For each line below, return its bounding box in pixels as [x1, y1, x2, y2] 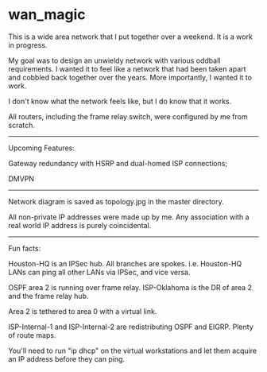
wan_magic [8, 6, 86, 24]
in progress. [8, 40, 48, 49]
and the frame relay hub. [8, 291, 89, 300]
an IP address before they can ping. [8, 354, 126, 363]
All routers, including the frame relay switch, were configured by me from [8, 111, 248, 121]
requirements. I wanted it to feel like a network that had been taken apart [8, 64, 246, 73]
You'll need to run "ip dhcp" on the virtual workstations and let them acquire [8, 346, 257, 355]
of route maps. [8, 330, 56, 339]
